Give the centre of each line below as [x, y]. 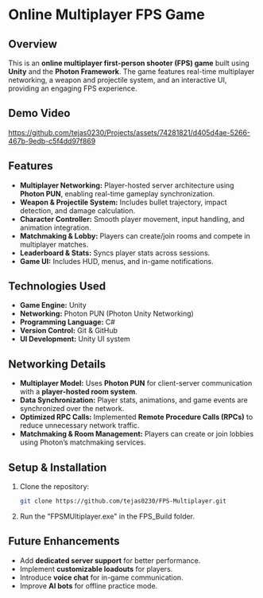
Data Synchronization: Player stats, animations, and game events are [133, 400]
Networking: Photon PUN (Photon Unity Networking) [107, 314]
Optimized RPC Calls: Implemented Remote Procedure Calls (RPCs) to [136, 417]
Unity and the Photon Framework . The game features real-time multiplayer [131, 72]
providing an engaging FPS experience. [73, 88]
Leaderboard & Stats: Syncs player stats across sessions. [115, 253]
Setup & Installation [58, 467]
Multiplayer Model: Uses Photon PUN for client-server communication [136, 383]
